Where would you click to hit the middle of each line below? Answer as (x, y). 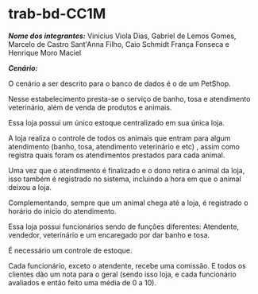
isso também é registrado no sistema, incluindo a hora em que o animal (125, 179)
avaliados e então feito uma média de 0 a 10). (83, 282)
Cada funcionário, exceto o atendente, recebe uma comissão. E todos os (127, 265)
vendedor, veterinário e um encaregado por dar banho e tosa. (109, 234)
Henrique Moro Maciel (45, 52)
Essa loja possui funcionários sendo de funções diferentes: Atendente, (124, 226)
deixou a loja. (30, 187)
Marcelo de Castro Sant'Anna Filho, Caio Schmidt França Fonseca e (119, 44)
